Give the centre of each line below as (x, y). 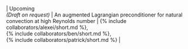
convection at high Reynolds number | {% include (67, 21)
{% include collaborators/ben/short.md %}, (59, 34)
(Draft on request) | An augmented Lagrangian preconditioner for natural (94, 15)
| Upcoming (20, 9)
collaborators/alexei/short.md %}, (47, 27)
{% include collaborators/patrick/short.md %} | (64, 40)
